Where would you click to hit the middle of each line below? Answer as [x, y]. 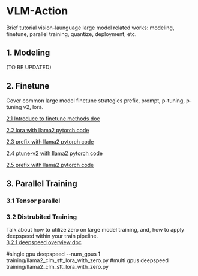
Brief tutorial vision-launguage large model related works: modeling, [90, 28]
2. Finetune [28, 86]
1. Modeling [28, 53]
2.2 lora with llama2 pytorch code [48, 130]
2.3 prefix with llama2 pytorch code [50, 141]
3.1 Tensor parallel [33, 201]
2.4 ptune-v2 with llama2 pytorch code [55, 153]
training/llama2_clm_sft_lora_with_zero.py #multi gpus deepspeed [88, 260]
